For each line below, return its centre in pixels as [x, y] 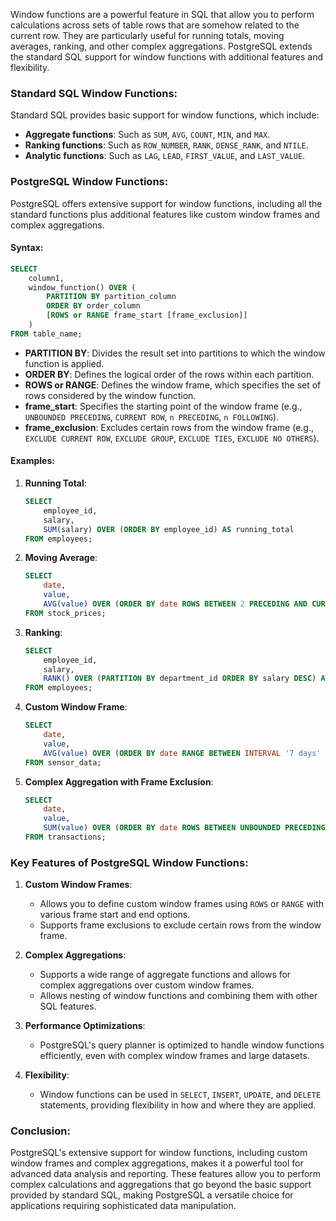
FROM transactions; [65, 837]
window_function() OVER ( [82, 287]
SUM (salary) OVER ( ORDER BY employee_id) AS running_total [169, 529]
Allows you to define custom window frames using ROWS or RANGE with [182, 904]
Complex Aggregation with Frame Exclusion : [119, 781]
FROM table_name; [46, 334]
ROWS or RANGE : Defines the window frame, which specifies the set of [173, 385]
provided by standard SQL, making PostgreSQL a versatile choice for [152, 1195]
